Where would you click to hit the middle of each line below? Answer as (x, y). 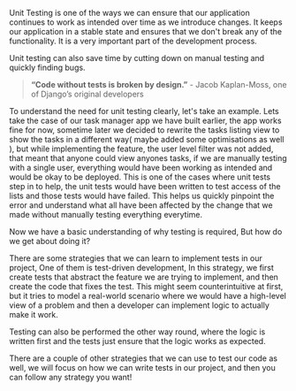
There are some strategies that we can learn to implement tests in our (136, 258)
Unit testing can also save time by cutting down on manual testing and (137, 58)
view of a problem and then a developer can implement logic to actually (139, 305)
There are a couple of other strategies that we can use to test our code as (144, 358)
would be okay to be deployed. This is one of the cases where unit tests (140, 177)
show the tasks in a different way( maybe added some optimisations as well (147, 139)
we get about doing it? (50, 241)
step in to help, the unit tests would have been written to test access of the (145, 186)
